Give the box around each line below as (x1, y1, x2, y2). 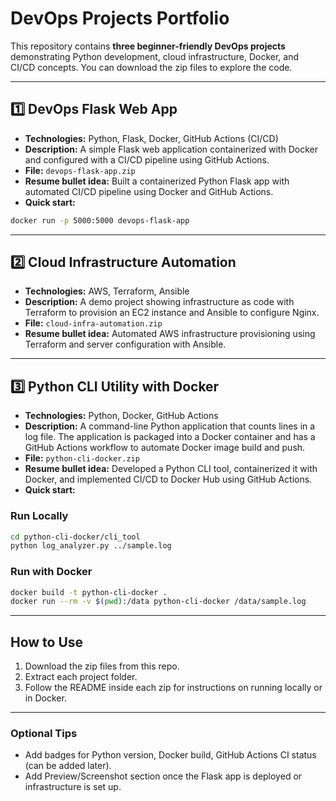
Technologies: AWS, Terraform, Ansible (24, 285, 190, 297)
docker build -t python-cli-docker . (10, 587, 168, 597)
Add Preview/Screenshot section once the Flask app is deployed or (24, 770, 303, 782)
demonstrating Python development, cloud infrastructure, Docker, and (10, 50, 300, 62)
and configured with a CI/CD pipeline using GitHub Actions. (24, 153, 270, 166)
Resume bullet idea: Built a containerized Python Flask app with (24, 175, 290, 187)
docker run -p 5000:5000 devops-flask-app (10, 215, 190, 226)
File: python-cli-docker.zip (24, 452, 140, 464)
